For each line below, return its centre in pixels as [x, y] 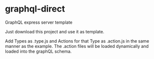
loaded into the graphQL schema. [38, 51]
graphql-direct [35, 9]
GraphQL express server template [39, 22]
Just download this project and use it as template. [55, 31]
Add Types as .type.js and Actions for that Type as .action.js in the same [77, 41]
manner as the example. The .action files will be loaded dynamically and [77, 46]
